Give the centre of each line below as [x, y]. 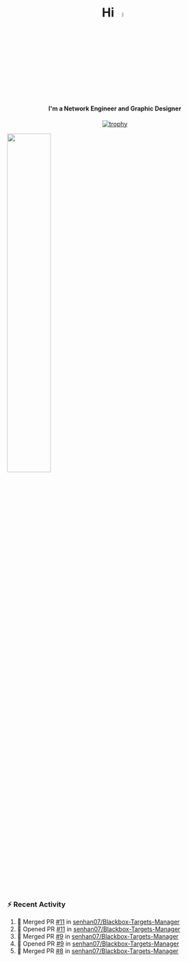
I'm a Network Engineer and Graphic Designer [115, 108]
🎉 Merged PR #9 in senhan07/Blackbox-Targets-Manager [98, 936]
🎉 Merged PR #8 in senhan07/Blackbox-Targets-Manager [98, 951]
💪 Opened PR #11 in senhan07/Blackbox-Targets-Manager [98, 929]
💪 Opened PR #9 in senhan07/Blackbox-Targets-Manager [98, 943]
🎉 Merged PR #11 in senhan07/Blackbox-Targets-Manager [98, 921]
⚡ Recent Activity [37, 904]
